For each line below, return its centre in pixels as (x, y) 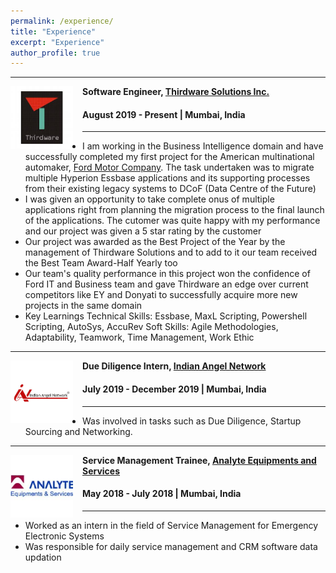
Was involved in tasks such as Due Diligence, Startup (192, 421)
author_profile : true (55, 53)
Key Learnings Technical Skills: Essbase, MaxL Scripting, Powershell (166, 316)
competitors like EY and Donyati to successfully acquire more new (161, 295)
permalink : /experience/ (62, 21)
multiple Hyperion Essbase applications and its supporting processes (167, 178)
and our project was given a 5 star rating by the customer (143, 231)
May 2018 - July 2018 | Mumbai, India (162, 494)
